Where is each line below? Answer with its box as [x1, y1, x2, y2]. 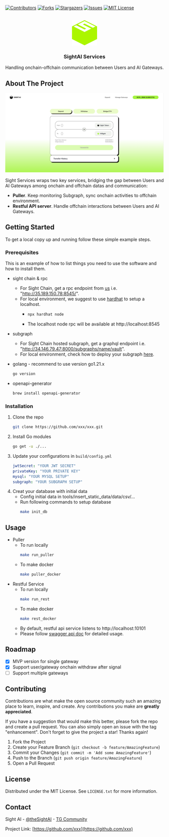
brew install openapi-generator [12, 390, 80, 396]
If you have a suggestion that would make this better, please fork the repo [5, 718, 158, 724]
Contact [5, 803, 31, 811]
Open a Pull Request [12, 760, 55, 767]
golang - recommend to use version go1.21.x [12, 361, 105, 367]
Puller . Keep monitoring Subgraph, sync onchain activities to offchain [12, 193, 157, 199]
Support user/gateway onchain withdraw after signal [12, 664, 122, 670]
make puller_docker [20, 571, 61, 577]
